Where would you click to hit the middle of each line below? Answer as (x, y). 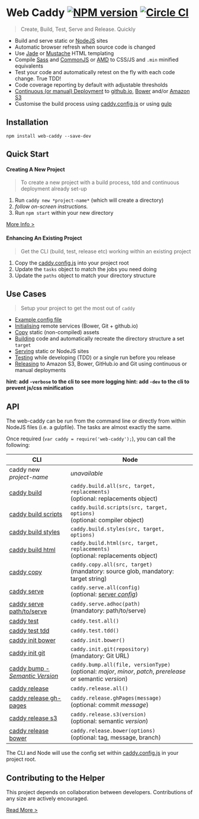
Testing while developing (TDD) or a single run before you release (95, 358)
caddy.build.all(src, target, (113, 486)
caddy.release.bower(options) (113, 731)
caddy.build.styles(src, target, (117, 529)
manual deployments (40, 370)
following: (18, 445)
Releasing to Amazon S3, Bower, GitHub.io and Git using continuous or (101, 364)
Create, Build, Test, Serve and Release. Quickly (78, 29)
